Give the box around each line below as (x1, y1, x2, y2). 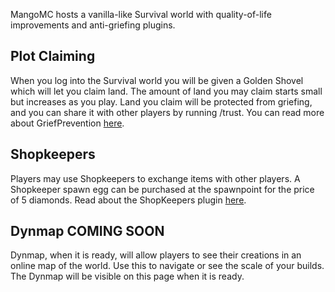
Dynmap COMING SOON (10, 223, 165, 240)
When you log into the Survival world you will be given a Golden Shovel (10, 74, 304, 86)
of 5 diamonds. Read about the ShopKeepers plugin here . (10, 194, 247, 206)
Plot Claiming (10, 48, 96, 65)
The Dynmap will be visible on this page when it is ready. (10, 270, 245, 283)
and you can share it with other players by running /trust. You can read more (10, 106, 325, 118)
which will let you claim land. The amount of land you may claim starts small (10, 85, 323, 97)
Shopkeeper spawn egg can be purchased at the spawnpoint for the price (10, 183, 315, 195)
